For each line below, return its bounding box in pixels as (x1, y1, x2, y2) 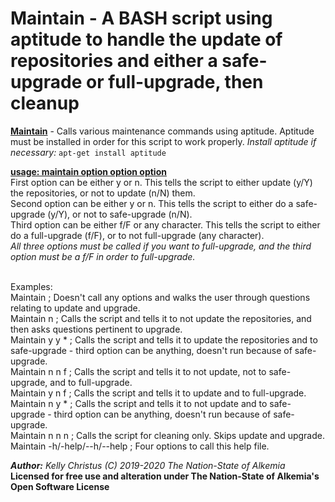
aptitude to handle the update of (10, 28, 283, 51)
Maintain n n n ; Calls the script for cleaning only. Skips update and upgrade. (10, 429, 325, 441)
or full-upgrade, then (86, 71, 264, 94)
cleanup (10, 92, 80, 115)
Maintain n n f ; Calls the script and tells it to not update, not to (10, 365, 267, 377)
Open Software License (10, 480, 110, 492)
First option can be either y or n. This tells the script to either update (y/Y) (10, 176, 313, 188)
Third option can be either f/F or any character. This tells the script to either (10, 218, 321, 231)
